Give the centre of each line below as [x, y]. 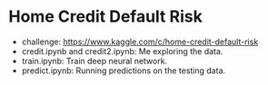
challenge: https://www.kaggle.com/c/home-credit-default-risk [140, 42]
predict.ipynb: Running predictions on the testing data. [124, 71]
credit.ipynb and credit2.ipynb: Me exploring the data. [122, 51]
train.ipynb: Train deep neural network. [94, 61]
